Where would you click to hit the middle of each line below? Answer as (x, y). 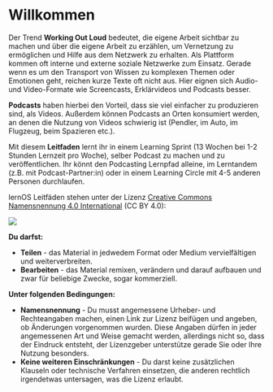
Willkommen (52, 15)
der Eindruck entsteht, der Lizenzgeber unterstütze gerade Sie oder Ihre (141, 344)
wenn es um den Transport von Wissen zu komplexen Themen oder (122, 72)
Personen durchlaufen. (47, 181)
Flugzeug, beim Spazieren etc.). (62, 131)
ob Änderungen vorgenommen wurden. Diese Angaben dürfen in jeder (139, 327)
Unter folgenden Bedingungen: (62, 294)
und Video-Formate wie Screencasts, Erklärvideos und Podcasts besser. (130, 89)
